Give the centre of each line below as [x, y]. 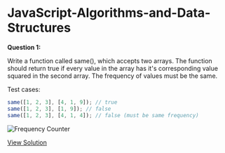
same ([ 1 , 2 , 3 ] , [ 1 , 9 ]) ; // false [59, 109]
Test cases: [24, 89]
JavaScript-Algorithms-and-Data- [109, 13]
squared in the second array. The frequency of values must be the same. [112, 76]
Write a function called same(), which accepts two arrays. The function [110, 60]
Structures [39, 28]
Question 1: [24, 47]
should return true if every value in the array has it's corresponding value [113, 68]
